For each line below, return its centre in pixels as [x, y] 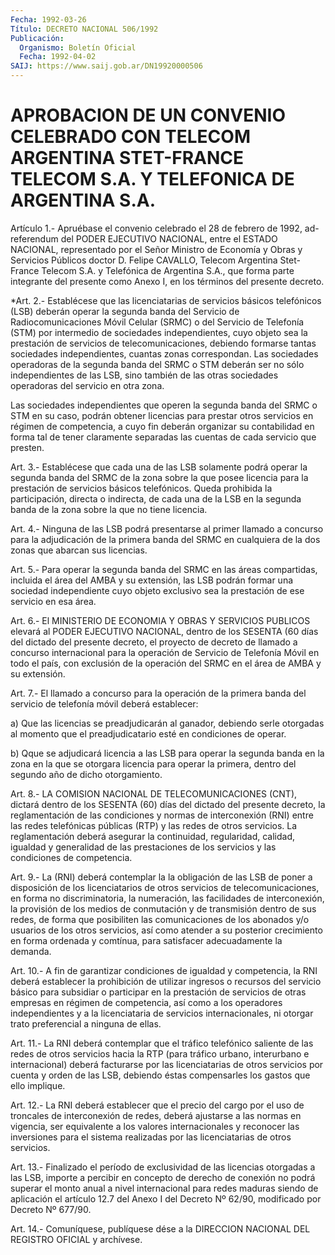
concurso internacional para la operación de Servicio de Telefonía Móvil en [165, 652]
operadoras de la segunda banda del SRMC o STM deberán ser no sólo [157, 364]
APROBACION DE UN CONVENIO [148, 115]
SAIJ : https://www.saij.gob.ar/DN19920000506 [106, 66]
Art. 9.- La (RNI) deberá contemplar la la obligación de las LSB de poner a [161, 877]
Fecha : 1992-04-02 [58, 57]
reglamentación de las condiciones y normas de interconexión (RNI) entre [162, 815]
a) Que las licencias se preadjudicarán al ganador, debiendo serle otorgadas [167, 723]
